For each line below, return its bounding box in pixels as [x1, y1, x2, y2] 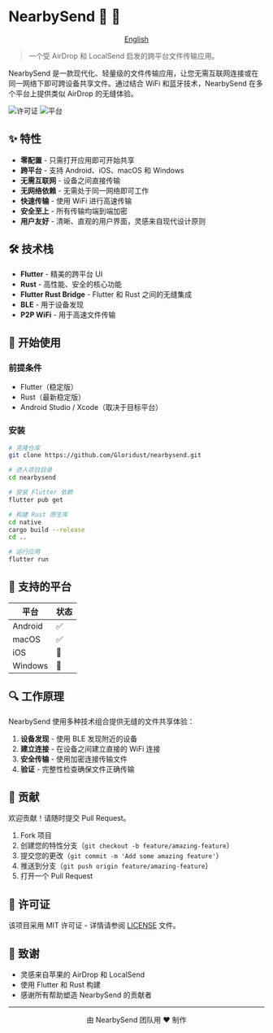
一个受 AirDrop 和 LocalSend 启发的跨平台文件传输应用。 [28, 50, 219, 60]
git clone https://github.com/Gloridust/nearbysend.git [8, 451, 201, 460]
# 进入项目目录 [8, 466, 53, 474]
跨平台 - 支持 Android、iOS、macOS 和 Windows [19, 165, 184, 175]
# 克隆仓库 [8, 443, 41, 452]
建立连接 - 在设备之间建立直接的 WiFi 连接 [19, 743, 161, 753]
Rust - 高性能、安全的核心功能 [19, 279, 123, 289]
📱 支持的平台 [8, 580, 71, 594]
